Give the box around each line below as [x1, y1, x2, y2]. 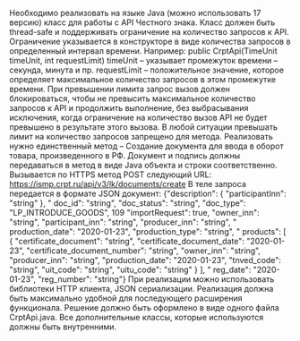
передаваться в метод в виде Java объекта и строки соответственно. [9, 160, 278, 170]
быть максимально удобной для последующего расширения [9, 293, 243, 303]
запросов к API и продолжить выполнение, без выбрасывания [9, 103, 249, 113]
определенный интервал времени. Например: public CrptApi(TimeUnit [9, 46, 278, 56]
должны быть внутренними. [9, 321, 117, 332]
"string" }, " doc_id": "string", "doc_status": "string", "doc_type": [9, 198, 246, 209]
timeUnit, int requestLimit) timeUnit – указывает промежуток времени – [9, 55, 279, 65]
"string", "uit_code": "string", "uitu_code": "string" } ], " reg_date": [9, 264, 252, 275]
